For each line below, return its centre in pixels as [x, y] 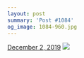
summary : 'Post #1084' [41, 20]
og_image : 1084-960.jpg [42, 27]
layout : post [26, 14]
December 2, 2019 [34, 48]
